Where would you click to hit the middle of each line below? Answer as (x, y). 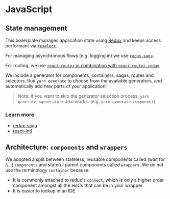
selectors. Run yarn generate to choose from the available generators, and (84, 81)
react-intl (22, 131)
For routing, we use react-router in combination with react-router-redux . (83, 65)
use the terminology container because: (48, 170)
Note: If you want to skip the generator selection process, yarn (83, 96)
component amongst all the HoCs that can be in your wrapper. (78, 186)
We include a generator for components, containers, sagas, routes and (80, 75)
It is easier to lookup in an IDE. (44, 191)
